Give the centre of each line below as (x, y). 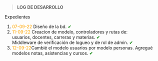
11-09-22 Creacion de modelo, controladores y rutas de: (70, 32)
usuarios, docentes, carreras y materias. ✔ (56, 37)
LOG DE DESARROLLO (40, 7)
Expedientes (17, 17)
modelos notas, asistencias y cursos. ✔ (52, 53)
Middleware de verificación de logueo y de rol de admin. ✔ (72, 42)
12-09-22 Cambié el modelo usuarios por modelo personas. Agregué (82, 48)
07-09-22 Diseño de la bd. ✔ (42, 26)
